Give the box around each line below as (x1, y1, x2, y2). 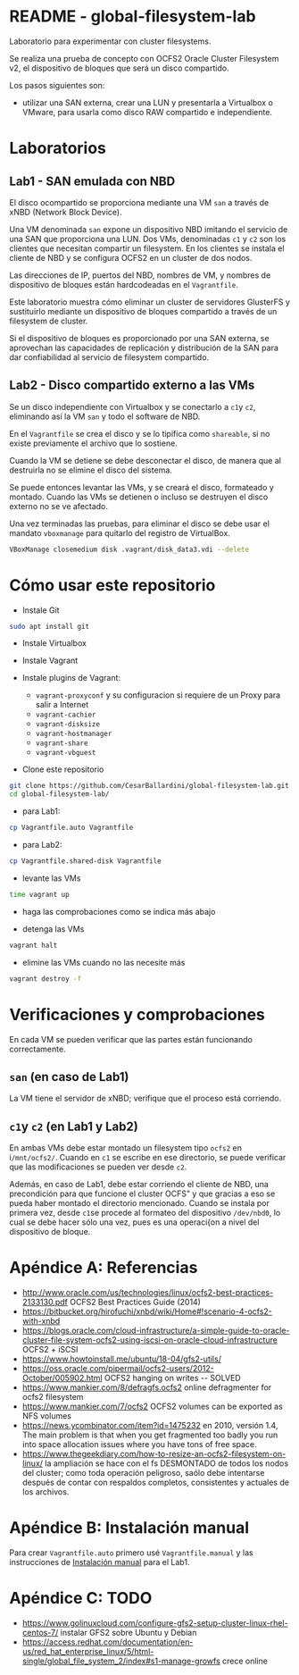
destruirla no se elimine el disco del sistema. (9, 465, 172, 475)
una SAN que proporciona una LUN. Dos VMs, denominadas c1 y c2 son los (9, 233, 287, 244)
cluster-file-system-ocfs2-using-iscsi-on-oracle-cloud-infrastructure (21, 1335, 278, 1345)
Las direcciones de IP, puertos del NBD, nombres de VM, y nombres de (9, 270, 271, 281)
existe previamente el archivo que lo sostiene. (9, 438, 179, 448)
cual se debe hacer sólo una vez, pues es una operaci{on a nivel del (9, 1217, 260, 1227)
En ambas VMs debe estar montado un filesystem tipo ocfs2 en (9, 1143, 243, 1153)
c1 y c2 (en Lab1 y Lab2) (9, 1118, 138, 1134)
